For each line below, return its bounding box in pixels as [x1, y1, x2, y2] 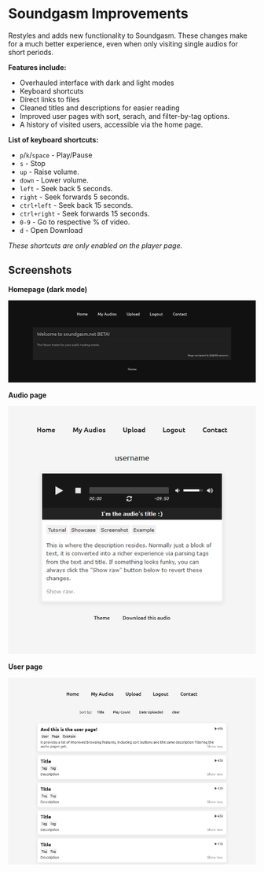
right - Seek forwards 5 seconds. [19, 192, 130, 201]
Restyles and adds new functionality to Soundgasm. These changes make [8, 31, 247, 40]
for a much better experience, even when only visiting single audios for [8, 39, 238, 48]
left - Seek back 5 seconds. [19, 183, 113, 193]
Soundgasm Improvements [8, 5, 189, 23]
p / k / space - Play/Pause [19, 150, 93, 160]
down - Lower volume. [19, 175, 89, 185]
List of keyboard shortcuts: [8, 135, 99, 144]
